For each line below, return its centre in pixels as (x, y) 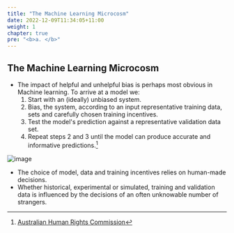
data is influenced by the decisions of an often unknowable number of (118, 194)
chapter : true (28, 33)
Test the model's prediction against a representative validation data (124, 121)
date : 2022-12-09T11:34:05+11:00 (56, 20)
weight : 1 (22, 27)
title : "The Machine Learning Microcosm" (68, 14)
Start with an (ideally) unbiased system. (84, 99)
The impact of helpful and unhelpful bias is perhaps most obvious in (115, 84)
